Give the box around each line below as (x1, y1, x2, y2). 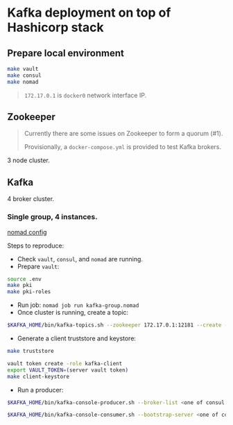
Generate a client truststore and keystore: (17, 334, 137, 342)
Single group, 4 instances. (7, 212, 98, 222)
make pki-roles (7, 288, 51, 295)
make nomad (7, 78, 39, 85)
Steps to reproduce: (7, 241, 64, 250)
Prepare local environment (7, 47, 125, 59)
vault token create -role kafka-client (7, 360, 123, 367)
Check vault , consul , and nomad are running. (17, 254, 144, 263)
